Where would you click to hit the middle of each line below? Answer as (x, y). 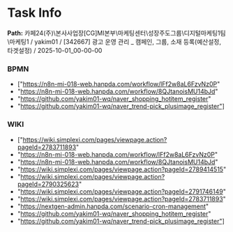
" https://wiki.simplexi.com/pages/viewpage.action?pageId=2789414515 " (122, 169)
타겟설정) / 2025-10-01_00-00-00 (55, 50)
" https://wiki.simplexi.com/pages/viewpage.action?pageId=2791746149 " (122, 191)
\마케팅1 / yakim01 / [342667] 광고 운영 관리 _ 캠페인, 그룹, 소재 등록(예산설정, (114, 41)
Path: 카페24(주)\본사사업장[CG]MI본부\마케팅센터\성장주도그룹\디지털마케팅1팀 (116, 33)
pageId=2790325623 (48, 184)
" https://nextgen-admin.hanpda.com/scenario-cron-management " (113, 206)
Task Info (35, 13)
